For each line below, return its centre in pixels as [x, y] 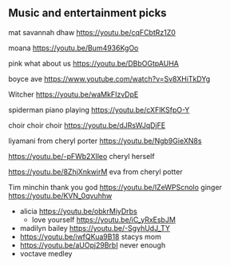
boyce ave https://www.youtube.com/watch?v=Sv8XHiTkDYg [109, 78]
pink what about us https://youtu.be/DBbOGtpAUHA [94, 63]
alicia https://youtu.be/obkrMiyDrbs [78, 211]
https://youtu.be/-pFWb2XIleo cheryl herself [81, 156]
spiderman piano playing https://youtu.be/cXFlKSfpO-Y [99, 109]
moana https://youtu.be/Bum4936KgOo [73, 48]
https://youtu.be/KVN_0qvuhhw [60, 196]
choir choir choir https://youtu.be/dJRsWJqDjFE [87, 125]
